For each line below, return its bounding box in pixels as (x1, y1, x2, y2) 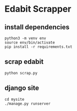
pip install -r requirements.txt (4, 44, 73, 49)
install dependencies (4, 23, 70, 31)
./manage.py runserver (4, 101, 51, 106)
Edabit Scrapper (4, 3, 72, 15)
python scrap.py (4, 70, 38, 75)
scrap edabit (4, 58, 44, 66)
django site (4, 84, 39, 92)
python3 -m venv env (4, 36, 47, 41)
